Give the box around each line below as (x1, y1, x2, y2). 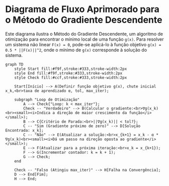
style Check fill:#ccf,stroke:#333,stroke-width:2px (14, 75, 127, 80)
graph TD (5, 62, 24, 67)
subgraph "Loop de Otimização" (14, 97, 80, 102)
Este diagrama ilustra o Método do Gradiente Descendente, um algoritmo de (5, 31, 163, 37)
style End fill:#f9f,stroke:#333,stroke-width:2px (14, 70, 123, 76)
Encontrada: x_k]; (5, 128, 44, 133)
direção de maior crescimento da (57, 110, 127, 115)
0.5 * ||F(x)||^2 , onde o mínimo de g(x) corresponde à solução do (5, 47, 147, 53)
